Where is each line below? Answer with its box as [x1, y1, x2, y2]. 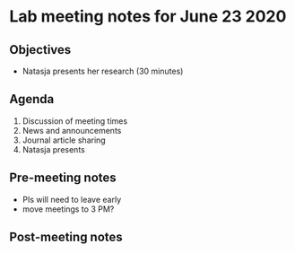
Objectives [9, 42, 72, 57]
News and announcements [22, 125, 122, 135]
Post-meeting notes [9, 230, 123, 245]
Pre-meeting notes [9, 170, 117, 186]
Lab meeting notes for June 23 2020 [9, 6, 287, 27]
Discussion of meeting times [22, 115, 128, 126]
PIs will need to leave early [22, 194, 122, 205]
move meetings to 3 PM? [22, 204, 115, 214]
